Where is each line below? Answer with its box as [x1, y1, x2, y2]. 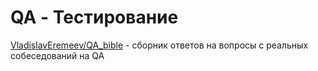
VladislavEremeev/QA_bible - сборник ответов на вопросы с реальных [10, 39, 309, 51]
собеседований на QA [10, 49, 105, 61]
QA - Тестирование [10, 6, 179, 29]
